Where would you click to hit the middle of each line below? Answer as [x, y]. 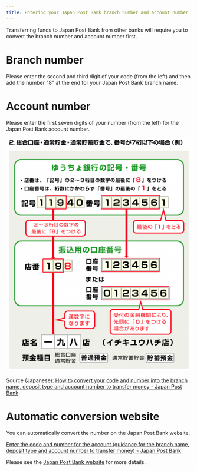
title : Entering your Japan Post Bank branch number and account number [97, 12]
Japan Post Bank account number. [48, 129]
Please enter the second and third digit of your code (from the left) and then [98, 76]
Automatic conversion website [83, 417]
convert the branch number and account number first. [72, 36]
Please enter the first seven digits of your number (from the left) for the [92, 122]
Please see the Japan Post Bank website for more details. [76, 462]
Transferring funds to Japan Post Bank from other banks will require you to [97, 30]
